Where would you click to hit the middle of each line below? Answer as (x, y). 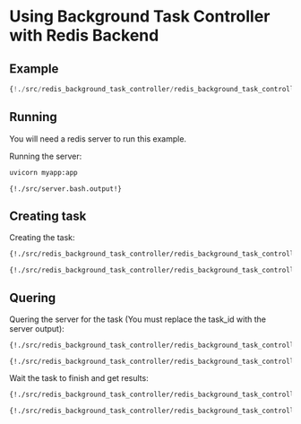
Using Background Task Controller (140, 17)
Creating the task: (42, 238)
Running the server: (46, 156)
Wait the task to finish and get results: (79, 377)
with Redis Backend (84, 35)
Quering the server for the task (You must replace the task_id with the (138, 319)
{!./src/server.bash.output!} (66, 189)
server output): (37, 329)
